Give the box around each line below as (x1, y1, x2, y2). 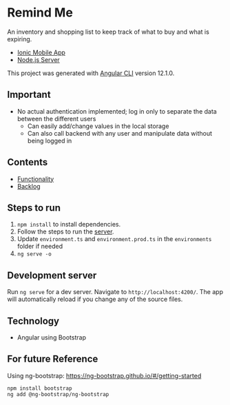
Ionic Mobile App (17, 48, 65, 56)
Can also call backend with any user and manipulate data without (27, 129, 212, 137)
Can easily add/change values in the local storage (27, 122, 169, 130)
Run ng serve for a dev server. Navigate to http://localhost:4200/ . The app (7, 288, 224, 296)
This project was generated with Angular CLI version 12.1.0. (7, 69, 175, 77)
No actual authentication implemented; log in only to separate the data (17, 107, 217, 115)
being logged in (27, 136, 72, 145)
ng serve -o (17, 251, 52, 258)
